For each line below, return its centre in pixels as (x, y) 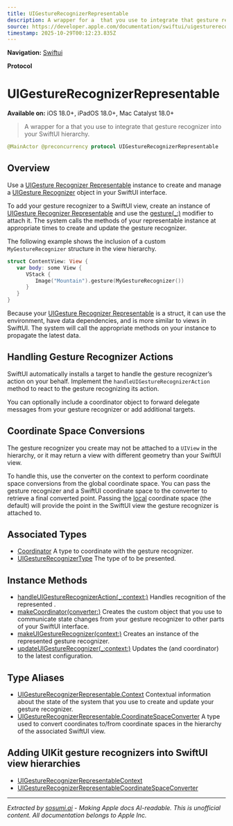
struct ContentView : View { (48, 261)
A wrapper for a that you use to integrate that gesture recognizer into (123, 127)
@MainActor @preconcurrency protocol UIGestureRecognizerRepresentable (113, 147)
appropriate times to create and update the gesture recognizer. (97, 228)
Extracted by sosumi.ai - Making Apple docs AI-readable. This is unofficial (114, 807)
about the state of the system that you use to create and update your (115, 702)
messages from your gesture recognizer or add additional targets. (101, 409)
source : (18, 26)
